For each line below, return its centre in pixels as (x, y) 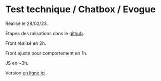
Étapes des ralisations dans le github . (45, 33)
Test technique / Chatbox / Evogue (80, 9)
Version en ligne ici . (26, 73)
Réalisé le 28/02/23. (27, 23)
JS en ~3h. (17, 63)
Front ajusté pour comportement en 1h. (46, 53)
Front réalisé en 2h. (26, 43)
